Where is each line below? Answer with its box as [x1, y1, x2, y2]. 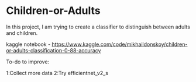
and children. [6, 29, 38, 36]
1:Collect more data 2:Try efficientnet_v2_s [6, 69, 108, 76]
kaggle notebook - [6, 41, 51, 48]
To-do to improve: [6, 58, 50, 65]
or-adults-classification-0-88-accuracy [6, 47, 101, 54]
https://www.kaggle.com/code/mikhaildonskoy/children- [51, 41, 188, 48]
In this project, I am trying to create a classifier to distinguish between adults [6, 23, 190, 30]
